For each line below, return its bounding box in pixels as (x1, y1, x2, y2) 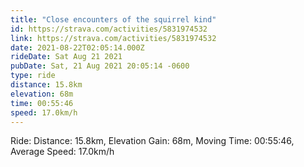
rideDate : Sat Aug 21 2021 (10, 52, 123, 62)
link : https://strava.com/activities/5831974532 (10, 33, 217, 43)
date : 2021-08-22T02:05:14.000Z (10, 42, 145, 53)
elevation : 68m (10, 89, 74, 99)
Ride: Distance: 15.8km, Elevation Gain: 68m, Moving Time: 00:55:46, (10, 135, 295, 147)
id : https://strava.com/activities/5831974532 (10, 24, 208, 34)
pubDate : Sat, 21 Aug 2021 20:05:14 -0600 (10, 61, 190, 71)
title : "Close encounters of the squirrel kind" (10, 14, 217, 25)
